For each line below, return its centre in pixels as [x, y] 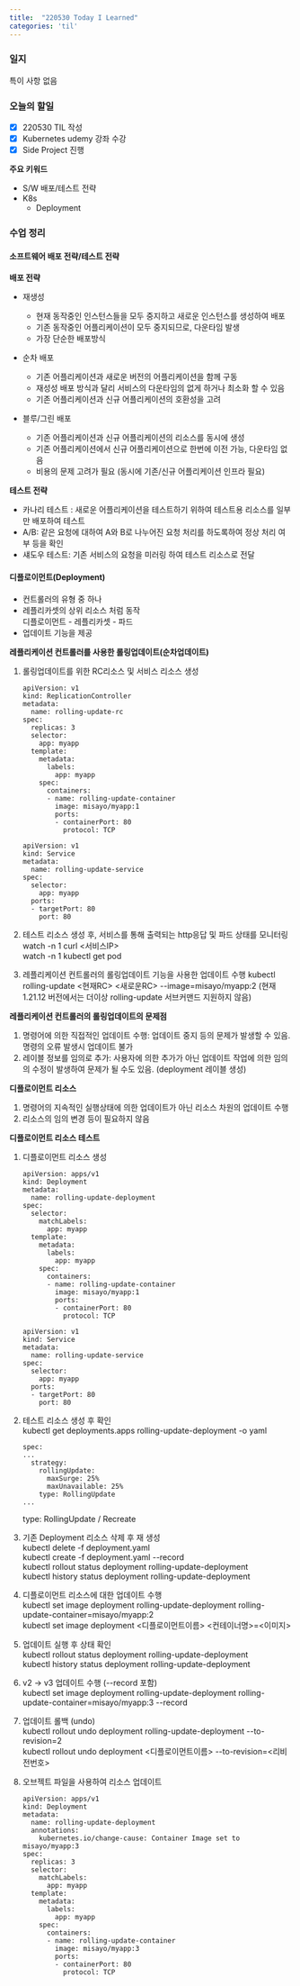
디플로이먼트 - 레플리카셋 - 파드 [77, 621]
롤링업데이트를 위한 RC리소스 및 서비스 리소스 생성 [110, 671]
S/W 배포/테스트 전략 [59, 188]
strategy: [49, 1463]
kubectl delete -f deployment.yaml [86, 1547]
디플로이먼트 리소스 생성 [65, 1156]
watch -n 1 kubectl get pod [72, 956]
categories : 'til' [44, 26]
